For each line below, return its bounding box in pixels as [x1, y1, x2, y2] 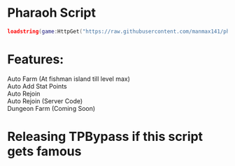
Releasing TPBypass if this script [7, 128, 204, 144]
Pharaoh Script [7, 5, 97, 21]
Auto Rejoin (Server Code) [7, 96, 83, 105]
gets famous [7, 143, 82, 159]
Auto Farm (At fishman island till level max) [7, 75, 131, 83]
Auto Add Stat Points [7, 82, 68, 90]
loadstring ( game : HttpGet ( [7, 28, 83, 35]
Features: [7, 52, 64, 67]
